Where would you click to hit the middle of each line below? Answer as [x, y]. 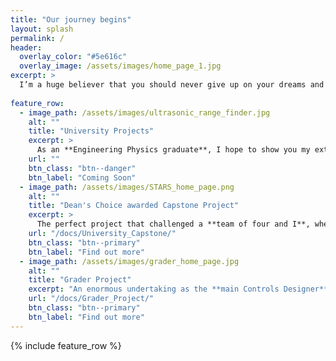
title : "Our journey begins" [71, 19]
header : [26, 47]
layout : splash [42, 29]
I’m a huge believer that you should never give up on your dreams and [172, 85]
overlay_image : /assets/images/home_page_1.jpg [120, 66]
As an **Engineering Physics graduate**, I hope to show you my [173, 150]
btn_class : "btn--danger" [82, 168]
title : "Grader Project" [80, 280]
